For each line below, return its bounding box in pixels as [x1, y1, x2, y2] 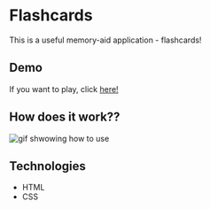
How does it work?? [9, 110, 121, 125]
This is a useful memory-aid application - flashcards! [9, 35, 202, 45]
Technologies [9, 159, 87, 174]
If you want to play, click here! [9, 83, 119, 94]
